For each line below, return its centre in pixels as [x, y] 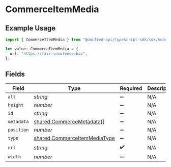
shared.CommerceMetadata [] [69, 122]
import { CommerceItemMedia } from [43, 40]
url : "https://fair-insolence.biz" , [49, 54]
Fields [15, 74]
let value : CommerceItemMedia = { [42, 49]
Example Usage [31, 28]
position [18, 130]
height [16, 105]
